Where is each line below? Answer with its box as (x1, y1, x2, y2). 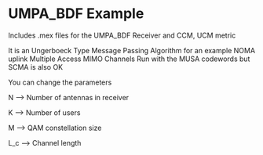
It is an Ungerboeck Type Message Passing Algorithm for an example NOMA (8, 45, 256, 55)
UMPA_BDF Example (8, 5, 144, 23)
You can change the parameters (8, 77, 112, 87)
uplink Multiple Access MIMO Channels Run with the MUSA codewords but (8, 54, 250, 63)
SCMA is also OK (8, 62, 64, 71)
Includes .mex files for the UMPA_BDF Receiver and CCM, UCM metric (8, 31, 236, 40)
